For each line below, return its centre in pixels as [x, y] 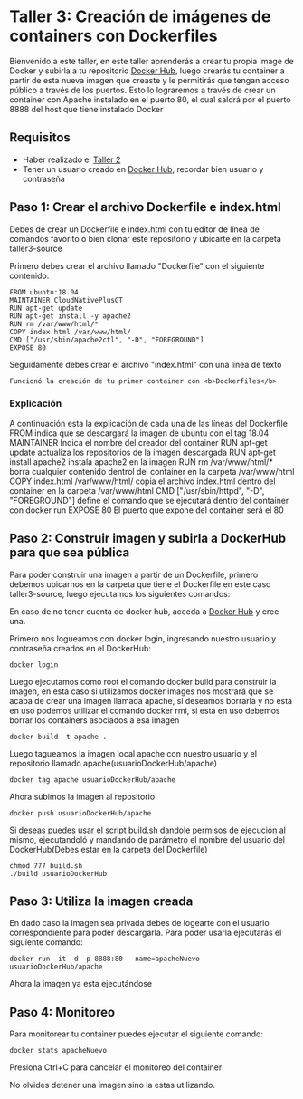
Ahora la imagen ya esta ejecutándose [80, 984]
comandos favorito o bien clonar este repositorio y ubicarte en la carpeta [146, 238]
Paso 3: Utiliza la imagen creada [101, 902]
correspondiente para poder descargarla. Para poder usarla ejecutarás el [146, 933]
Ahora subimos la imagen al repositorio [82, 796]
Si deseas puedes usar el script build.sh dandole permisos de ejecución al [148, 830]
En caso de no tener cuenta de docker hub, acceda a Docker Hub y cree [144, 611]
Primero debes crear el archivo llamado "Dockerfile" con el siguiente [137, 265]
